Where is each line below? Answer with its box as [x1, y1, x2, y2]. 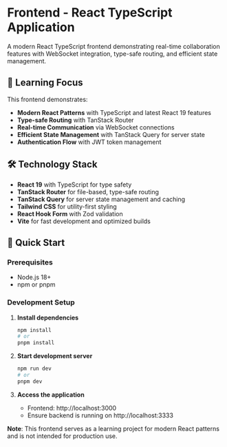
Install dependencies [17, 313, 79, 322]
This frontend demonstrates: [7, 95, 88, 103]
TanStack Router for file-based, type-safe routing [17, 187, 160, 196]
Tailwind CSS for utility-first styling [17, 202, 117, 211]
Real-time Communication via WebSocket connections [17, 123, 175, 132]
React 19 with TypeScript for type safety [17, 180, 132, 189]
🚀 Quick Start [7, 236, 65, 249]
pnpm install [17, 340, 55, 346]
